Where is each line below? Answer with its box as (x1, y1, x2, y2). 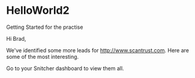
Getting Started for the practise (6, 23, 83, 31)
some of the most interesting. (6, 53, 79, 60)
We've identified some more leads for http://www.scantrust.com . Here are (6, 46, 190, 54)
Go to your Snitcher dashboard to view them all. (6, 64, 124, 72)
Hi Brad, (6, 35, 26, 42)
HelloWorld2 (6, 4, 70, 17)
